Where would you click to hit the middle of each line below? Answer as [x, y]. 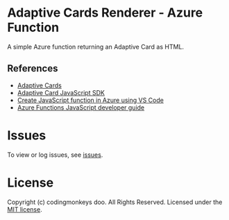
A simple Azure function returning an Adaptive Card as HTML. [96, 46]
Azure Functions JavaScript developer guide [81, 107]
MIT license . [25, 209]
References [33, 68]
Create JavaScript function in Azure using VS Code [91, 100]
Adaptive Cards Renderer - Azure [105, 13]
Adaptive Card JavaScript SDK [61, 92]
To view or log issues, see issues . [55, 155]
